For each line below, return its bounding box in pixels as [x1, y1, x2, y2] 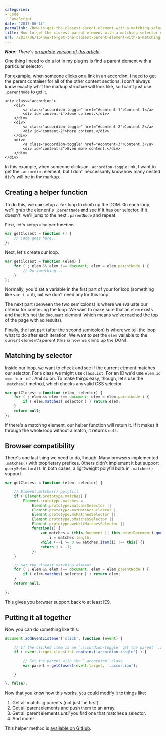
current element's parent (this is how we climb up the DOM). [5, 337, 128, 343]
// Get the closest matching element [14, 563, 92, 567]
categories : [5, 7, 30, 12]
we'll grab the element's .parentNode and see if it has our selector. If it [5, 207, 147, 213]
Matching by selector [5, 351, 72, 360]
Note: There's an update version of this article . [5, 48, 101, 55]
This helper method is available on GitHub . [5, 725, 92, 731]
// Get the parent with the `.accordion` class [23, 659, 123, 664]
